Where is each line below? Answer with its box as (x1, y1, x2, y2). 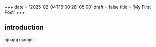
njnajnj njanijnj (4, 36, 34, 42)
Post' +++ (4, 9, 25, 15)
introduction (4, 23, 44, 32)
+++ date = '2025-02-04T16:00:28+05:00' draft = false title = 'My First (4, 4, 151, 10)
